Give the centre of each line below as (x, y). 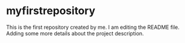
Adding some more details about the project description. (75, 33)
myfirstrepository (51, 11)
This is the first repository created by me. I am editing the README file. (93, 27)
